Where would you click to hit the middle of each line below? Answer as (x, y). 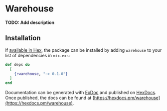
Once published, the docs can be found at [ (50, 98)
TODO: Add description (30, 22)
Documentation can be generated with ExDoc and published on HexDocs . (81, 93)
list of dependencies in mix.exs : (38, 55)
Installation (23, 38)
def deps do (17, 64)
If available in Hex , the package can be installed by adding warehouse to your (83, 50)
